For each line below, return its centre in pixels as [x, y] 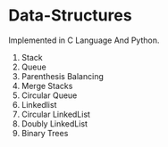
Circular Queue [49, 95]
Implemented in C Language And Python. [84, 40]
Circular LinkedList [56, 114]
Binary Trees [45, 133]
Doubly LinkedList [55, 123]
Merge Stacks [47, 86]
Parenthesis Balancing [62, 76]
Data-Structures [70, 16]
